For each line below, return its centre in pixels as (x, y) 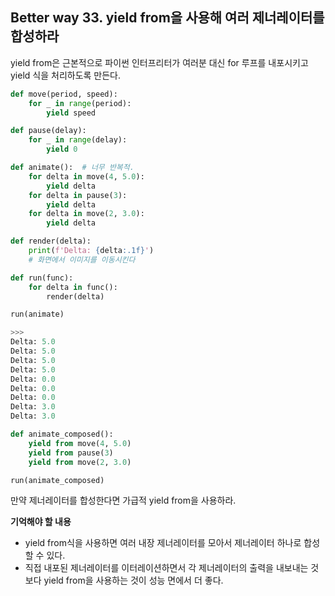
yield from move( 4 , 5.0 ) (80, 443)
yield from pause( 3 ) (71, 453)
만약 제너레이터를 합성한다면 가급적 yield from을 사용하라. (123, 500)
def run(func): (42, 278)
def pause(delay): (48, 131)
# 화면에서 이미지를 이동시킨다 (82, 259)
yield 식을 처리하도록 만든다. (66, 75)
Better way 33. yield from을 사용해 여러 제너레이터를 (167, 18)
